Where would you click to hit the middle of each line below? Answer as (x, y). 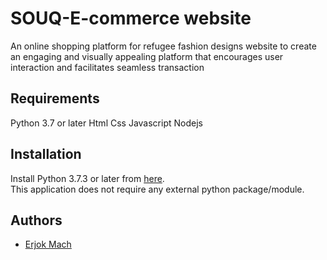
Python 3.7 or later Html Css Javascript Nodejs (106, 123)
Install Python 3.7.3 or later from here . (87, 178)
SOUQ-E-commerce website (131, 18)
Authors (36, 220)
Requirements (55, 98)
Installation (46, 154)
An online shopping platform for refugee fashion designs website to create (163, 46)
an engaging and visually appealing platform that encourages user (147, 56)
